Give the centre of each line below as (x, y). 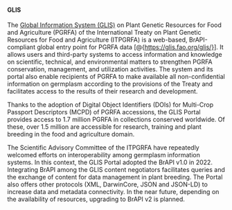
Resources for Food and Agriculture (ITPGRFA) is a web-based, (98, 40)
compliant (21, 47)
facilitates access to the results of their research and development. (102, 91)
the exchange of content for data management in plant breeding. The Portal (115, 177)
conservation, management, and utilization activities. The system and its (110, 69)
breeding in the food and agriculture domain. (71, 134)
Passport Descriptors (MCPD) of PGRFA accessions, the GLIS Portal (104, 112)
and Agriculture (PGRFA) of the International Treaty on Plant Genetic (105, 33)
